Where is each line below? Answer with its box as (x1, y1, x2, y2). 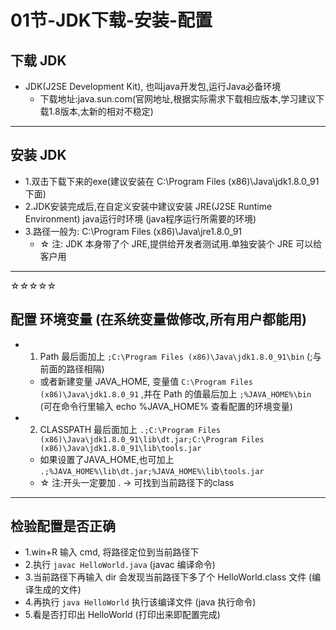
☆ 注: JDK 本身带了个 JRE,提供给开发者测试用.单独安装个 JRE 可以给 (39, 237, 323, 250)
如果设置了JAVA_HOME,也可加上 (39, 453, 175, 465)
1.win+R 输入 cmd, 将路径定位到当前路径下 (24, 546, 200, 558)
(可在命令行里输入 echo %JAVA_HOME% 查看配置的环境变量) (39, 400, 293, 412)
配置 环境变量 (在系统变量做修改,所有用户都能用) (10, 311, 307, 328)
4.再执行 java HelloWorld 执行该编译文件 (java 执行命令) (24, 596, 257, 608)
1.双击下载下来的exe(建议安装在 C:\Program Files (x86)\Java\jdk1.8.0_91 (24, 175, 320, 187)
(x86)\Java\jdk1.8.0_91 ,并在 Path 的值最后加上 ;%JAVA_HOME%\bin (39, 387, 312, 400)
